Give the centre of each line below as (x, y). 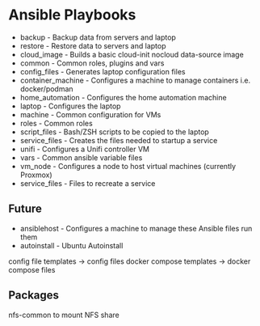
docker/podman (47, 89)
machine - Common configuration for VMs (90, 114)
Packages (34, 296)
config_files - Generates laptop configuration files (103, 71)
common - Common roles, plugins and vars (92, 63)
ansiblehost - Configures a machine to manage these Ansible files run (136, 228)
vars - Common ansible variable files (81, 157)
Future (25, 209)
